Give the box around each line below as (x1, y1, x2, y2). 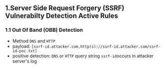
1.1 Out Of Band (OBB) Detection (5, 27, 83, 34)
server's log (12, 58, 37, 64)
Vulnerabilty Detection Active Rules (5, 12, 118, 20)
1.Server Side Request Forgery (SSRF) (5, 4, 125, 12)
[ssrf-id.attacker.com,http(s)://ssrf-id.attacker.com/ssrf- (31, 44, 161, 49)
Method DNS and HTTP (12, 38, 56, 44)
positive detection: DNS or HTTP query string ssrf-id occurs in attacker (12, 53, 154, 59)
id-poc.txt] (12, 48, 37, 54)
